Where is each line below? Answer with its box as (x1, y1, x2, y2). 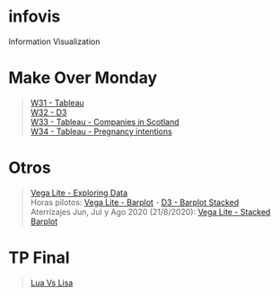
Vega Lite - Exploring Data (30, 187, 128, 198)
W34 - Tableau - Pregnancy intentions (30, 126, 172, 137)
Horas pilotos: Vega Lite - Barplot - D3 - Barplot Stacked (30, 196, 240, 208)
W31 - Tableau (30, 97, 84, 108)
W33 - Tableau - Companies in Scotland (30, 116, 180, 127)
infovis (8, 6, 61, 27)
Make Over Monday (8, 67, 158, 88)
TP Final (8, 247, 70, 267)
